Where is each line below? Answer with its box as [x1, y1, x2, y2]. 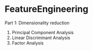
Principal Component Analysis [11, 29, 74, 35]
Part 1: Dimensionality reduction [4, 20, 70, 26]
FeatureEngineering [4, 3, 89, 15]
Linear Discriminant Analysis [11, 35, 71, 41]
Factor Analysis [11, 40, 44, 46]
